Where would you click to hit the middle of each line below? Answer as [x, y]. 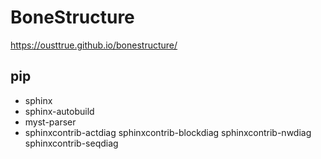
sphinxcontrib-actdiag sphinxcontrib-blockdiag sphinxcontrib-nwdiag [168, 132]
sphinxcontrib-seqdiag [71, 143]
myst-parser [50, 122]
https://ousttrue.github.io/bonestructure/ [94, 45]
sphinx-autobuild [59, 111]
